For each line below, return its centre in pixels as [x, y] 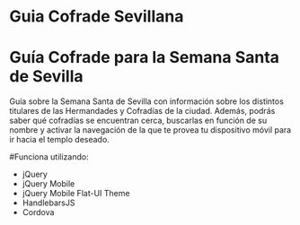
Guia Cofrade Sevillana [97, 17]
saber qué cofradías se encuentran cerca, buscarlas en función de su [138, 121]
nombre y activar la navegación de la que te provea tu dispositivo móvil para [150, 130]
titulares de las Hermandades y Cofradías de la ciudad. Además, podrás [142, 111]
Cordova [38, 212]
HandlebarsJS [49, 203]
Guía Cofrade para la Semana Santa [145, 58]
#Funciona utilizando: [49, 157]
